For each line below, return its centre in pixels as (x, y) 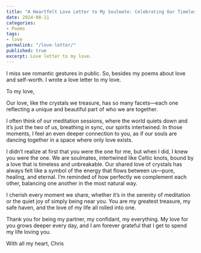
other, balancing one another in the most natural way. (72, 183)
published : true (26, 51)
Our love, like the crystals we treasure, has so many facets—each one (92, 103)
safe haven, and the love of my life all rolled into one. (71, 208)
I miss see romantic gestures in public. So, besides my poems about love (96, 73)
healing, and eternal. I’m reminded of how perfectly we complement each (97, 176)
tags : (13, 34)
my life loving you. (29, 231)
